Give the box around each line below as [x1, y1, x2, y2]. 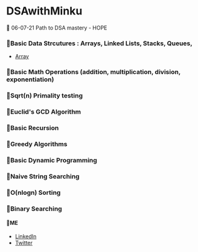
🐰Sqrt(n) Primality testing [6, 91, 83, 100]
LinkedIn [14, 233, 37, 240]
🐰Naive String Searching [6, 172, 80, 180]
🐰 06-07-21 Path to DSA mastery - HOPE [6, 24, 107, 31]
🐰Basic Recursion [6, 123, 59, 132]
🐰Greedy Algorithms [6, 140, 68, 148]
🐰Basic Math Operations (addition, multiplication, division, [6, 68, 181, 76]
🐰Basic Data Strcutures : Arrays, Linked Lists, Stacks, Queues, [6, 39, 193, 48]
